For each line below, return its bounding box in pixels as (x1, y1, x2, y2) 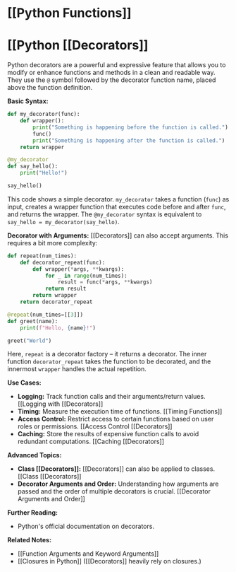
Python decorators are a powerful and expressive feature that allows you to (7, 61, 226, 69)
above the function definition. (7, 83, 93, 92)
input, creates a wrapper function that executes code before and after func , (7, 202, 226, 211)
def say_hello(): (7, 163, 58, 170)
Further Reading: (7, 508, 58, 517)
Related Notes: (7, 536, 51, 544)
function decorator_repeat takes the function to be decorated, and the (7, 357, 211, 366)
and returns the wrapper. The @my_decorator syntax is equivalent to (7, 210, 202, 218)
